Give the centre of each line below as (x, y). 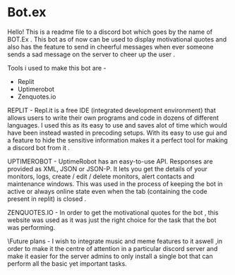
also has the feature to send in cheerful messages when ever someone (110, 47)
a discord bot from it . (39, 147)
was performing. (31, 227)
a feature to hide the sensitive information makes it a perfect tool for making (117, 140)
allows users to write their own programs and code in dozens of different (113, 118)
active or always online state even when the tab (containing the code (107, 191)
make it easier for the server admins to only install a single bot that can (110, 256)
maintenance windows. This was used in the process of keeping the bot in (115, 183)
